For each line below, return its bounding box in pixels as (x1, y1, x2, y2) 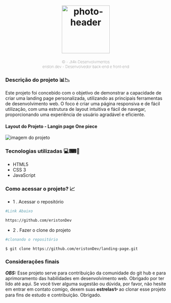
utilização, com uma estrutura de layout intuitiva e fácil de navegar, (5, 106, 146, 112)
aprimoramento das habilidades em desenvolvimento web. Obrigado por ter (5, 275, 164, 281)
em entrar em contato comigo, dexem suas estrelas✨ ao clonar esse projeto (5, 286, 166, 292)
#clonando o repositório (5, 237, 58, 242)
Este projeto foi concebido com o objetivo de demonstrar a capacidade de (5, 90, 162, 96)
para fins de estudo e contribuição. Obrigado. (5, 292, 102, 298)
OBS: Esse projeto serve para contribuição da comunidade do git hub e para (5, 270, 166, 276)
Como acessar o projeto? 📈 (5, 185, 76, 192)
